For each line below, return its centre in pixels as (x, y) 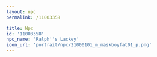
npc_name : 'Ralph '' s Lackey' (43, 40)
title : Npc (20, 28)
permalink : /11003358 (33, 17)
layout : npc (21, 12)
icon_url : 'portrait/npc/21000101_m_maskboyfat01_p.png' (79, 45)
